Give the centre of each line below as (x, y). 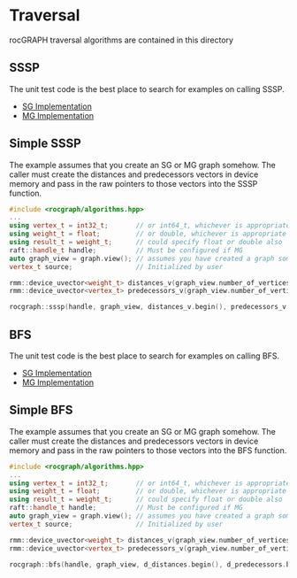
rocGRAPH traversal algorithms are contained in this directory (122, 40)
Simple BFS (41, 410)
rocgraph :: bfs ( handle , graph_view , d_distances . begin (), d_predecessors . (148, 564)
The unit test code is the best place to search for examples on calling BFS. (145, 356)
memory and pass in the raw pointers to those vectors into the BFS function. (148, 450)
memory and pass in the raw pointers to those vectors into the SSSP (133, 183)
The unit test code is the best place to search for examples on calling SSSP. (147, 89)
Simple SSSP (45, 144)
